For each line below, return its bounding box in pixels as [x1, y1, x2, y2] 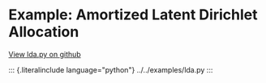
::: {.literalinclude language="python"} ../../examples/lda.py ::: [8, 64, 213, 74]
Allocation [8, 23, 79, 41]
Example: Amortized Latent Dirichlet [8, 6, 258, 24]
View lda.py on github [8, 49, 81, 59]
